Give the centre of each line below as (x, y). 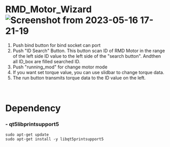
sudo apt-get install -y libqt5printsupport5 (54, 139)
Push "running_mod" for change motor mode (60, 67)
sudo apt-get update (27, 135)
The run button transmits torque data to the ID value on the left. (79, 78)
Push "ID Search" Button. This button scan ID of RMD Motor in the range (89, 51)
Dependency (33, 108)
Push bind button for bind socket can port (57, 45)
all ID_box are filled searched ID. (46, 61)
